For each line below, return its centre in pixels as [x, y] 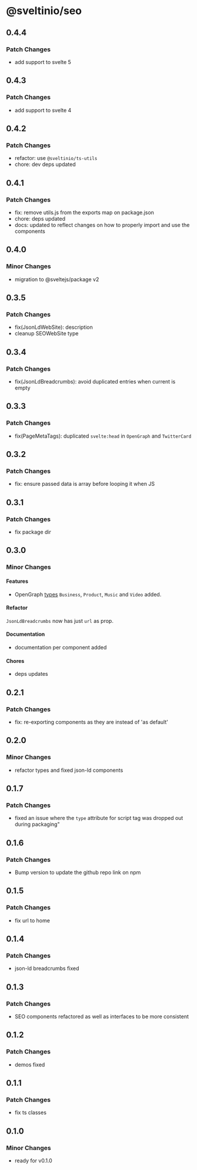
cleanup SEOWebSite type [46, 334]
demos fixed [30, 1064]
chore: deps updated [40, 218]
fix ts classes [31, 1112]
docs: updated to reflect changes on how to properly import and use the [102, 225]
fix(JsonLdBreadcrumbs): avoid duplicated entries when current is [95, 381]
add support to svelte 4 [43, 110]
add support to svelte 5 [43, 62]
